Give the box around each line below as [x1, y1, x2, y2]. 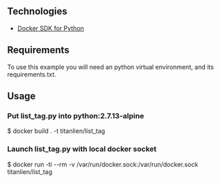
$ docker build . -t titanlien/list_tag [7, 127, 106, 135]
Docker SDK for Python [17, 24, 85, 32]
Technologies [7, 6, 68, 17]
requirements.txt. [7, 70, 57, 79]
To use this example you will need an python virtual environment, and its [7, 63, 214, 71]
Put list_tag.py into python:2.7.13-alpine [7, 111, 145, 120]
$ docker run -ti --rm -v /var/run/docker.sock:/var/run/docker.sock [7, 160, 199, 168]
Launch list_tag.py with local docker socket [7, 144, 157, 154]
